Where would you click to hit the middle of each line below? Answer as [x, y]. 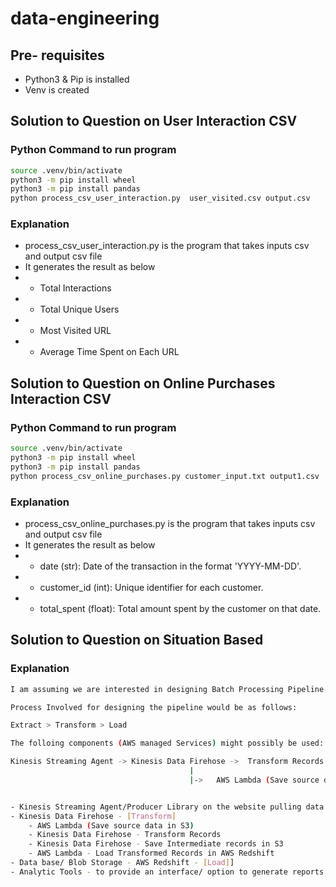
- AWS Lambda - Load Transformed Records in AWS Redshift [151, 853]
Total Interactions [75, 288]
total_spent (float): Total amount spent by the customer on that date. [180, 608]
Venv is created [57, 90]
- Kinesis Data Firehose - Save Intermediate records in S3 [156, 844]
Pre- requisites [57, 55]
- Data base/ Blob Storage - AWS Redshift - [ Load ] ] [122, 863]
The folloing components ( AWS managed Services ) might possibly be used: [167, 743]
